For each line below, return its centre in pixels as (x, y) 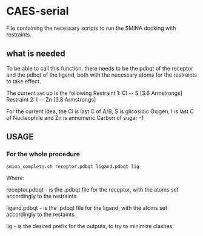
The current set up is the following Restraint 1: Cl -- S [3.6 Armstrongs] (95, 93)
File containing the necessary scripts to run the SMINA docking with (91, 28)
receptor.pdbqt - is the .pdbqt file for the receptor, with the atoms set (92, 190)
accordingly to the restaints (40, 215)
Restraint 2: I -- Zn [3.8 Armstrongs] (51, 99)
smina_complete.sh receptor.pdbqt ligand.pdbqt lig (73, 167)
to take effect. (24, 81)
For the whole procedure (43, 154)
